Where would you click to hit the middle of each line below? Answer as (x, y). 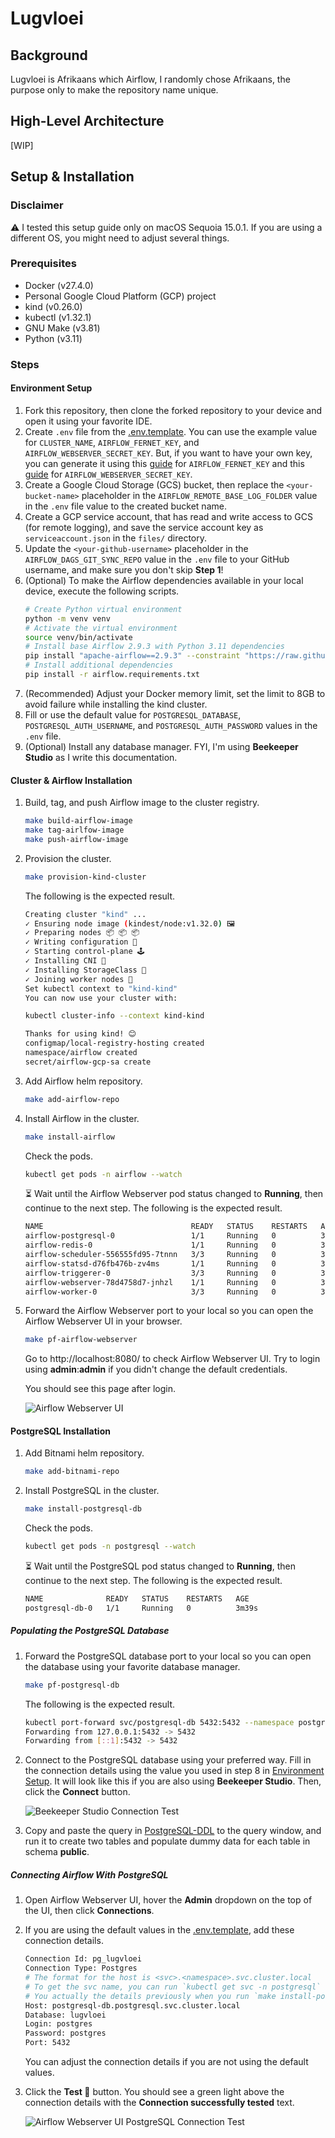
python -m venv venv (67, 618)
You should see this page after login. (100, 1389)
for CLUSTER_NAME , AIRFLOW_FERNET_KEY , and (112, 442)
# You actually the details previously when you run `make (150, 1996)
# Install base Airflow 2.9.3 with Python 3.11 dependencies (155, 647)
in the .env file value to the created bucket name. (125, 506)
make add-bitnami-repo (72, 1472)
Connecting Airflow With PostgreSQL (89, 1874)
